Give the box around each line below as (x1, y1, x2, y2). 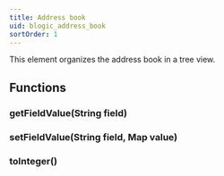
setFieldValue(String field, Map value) (9, 130, 177, 143)
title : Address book (9, 13, 87, 22)
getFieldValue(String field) (9, 106, 128, 119)
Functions (9, 80, 67, 95)
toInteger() (9, 155, 58, 167)
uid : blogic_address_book (9, 21, 106, 30)
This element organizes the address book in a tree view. (9, 54, 216, 65)
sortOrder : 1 (9, 29, 58, 38)
